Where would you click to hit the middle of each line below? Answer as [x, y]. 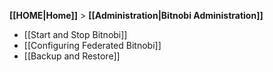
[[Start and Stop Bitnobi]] [75, 34]
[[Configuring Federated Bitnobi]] [92, 45]
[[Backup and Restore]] [72, 56]
